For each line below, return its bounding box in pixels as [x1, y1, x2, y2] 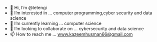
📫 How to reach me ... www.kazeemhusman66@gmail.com [9, 31, 133, 37]
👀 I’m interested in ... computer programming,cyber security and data [9, 10, 152, 16]
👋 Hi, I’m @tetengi [9, 5, 47, 10]
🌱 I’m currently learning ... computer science [9, 20, 101, 26]
